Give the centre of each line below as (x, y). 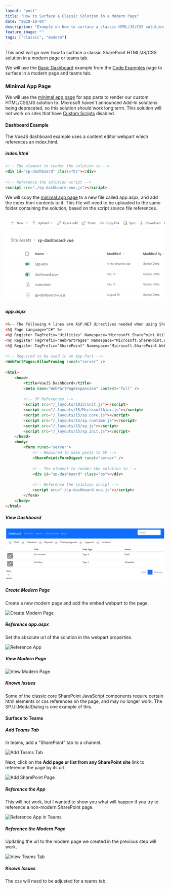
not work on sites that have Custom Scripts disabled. (60, 114)
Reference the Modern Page (35, 829)
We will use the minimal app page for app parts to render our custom (77, 97)
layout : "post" (21, 11)
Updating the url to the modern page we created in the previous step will (81, 841)
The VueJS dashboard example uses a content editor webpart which (77, 136)
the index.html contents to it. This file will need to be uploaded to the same (83, 202)
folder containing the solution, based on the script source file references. (81, 208)
